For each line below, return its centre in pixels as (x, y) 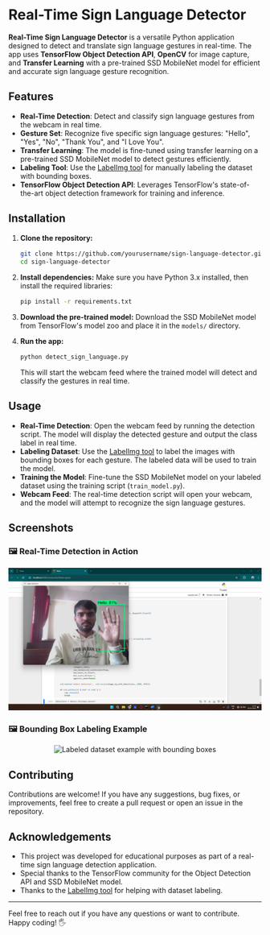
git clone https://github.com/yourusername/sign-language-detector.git (142, 254)
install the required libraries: (66, 286)
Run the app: (42, 341)
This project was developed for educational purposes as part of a (128, 856)
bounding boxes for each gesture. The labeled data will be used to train (138, 460)
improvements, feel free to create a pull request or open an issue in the (126, 803)
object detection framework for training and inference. (135, 193)
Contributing (41, 775)
